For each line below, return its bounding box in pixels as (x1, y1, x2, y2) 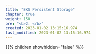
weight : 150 (5, 16, 30, 21)
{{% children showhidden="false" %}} (5, 44, 84, 50)
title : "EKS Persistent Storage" (5, 7, 75, 12)
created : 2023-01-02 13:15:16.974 (5, 26, 78, 31)
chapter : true (5, 12, 35, 17)
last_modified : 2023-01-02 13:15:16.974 (5, 30, 91, 35)
